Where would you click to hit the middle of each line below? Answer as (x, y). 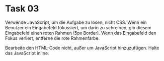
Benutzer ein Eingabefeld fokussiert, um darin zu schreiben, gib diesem (78, 27)
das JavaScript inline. (27, 53)
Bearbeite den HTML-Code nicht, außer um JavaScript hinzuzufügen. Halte (82, 48)
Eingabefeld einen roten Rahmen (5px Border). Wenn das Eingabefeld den (81, 33)
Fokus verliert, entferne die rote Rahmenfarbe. (52, 38)
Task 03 (22, 9)
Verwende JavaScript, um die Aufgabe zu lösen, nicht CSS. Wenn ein (76, 22)
